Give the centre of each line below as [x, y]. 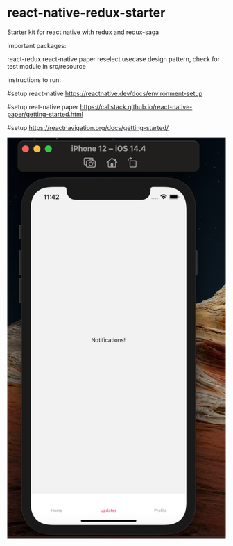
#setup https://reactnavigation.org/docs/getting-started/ [88, 127]
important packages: [37, 45]
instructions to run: [34, 80]
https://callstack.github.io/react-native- [136, 106]
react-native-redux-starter [86, 13]
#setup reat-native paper [43, 106]
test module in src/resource [47, 66]
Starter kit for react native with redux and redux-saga [83, 32]
